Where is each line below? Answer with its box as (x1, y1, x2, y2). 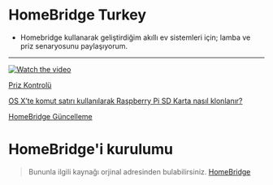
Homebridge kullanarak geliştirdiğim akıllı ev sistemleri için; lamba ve (19, 32, 251, 42)
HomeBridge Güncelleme (8, 111, 93, 121)
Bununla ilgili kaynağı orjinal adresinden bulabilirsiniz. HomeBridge (28, 166, 251, 176)
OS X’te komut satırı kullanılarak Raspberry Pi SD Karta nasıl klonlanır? (8, 96, 243, 105)
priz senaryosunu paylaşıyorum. (19, 41, 128, 50)
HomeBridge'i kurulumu (8, 140, 173, 159)
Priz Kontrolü (8, 80, 52, 90)
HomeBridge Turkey (8, 6, 147, 24)
